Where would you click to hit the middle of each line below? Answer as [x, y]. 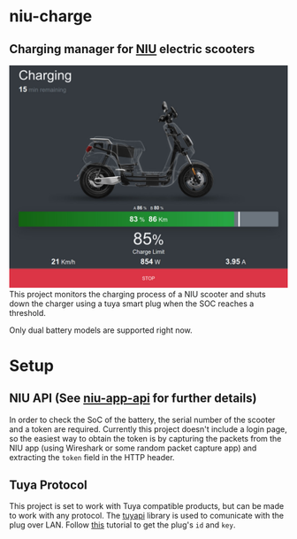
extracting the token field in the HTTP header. [92, 457]
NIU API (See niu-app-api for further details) [133, 399]
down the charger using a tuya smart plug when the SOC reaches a [132, 304]
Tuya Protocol [48, 485]
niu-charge [51, 16]
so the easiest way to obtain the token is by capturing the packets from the [145, 438]
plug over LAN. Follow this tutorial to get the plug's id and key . [122, 525]
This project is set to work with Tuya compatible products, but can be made [147, 506]
